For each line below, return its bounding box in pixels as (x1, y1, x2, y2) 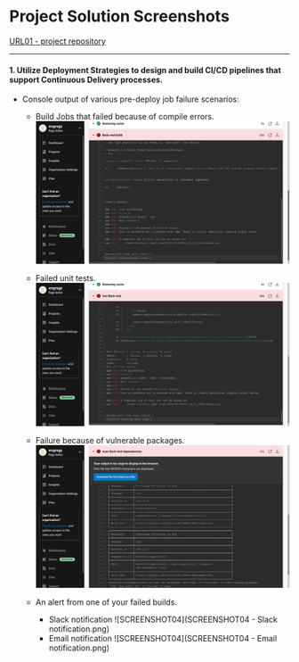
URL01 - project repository (9, 36, 107, 46)
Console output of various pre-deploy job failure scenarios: (21, 94, 240, 104)
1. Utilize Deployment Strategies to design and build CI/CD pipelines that (9, 64, 282, 75)
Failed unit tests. (35, 273, 96, 284)
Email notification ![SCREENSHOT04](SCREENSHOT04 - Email (48, 633, 278, 643)
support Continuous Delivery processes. (9, 74, 163, 85)
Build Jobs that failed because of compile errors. (35, 112, 215, 122)
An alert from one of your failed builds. (35, 596, 178, 608)
